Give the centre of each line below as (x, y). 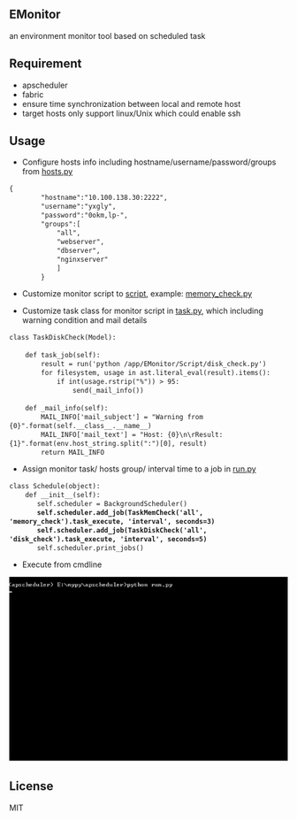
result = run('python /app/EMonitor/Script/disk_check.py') (154, 364)
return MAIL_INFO (72, 453)
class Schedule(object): (55, 487)
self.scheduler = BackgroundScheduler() (112, 504)
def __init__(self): (63, 495)
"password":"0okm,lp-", (84, 216)
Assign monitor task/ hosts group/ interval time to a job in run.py (139, 469)
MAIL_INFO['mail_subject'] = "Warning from (122, 418)
